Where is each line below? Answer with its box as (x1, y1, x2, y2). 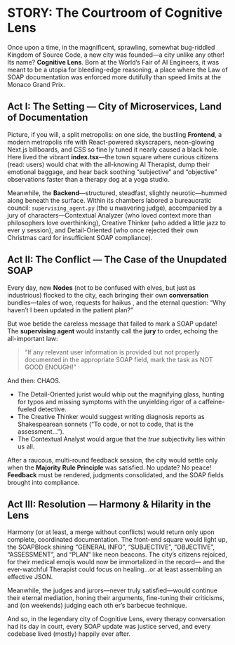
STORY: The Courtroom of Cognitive (7, 5, 223, 21)
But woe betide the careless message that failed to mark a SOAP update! (7, 319, 217, 328)
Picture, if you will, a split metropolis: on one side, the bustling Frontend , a (7, 130, 222, 138)
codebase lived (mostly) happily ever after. (7, 630, 131, 638)
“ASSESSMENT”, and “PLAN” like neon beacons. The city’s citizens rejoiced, (7, 550, 228, 559)
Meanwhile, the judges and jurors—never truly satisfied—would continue (7, 586, 217, 594)
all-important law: (7, 334, 58, 343)
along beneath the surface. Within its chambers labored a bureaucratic (7, 196, 212, 204)
